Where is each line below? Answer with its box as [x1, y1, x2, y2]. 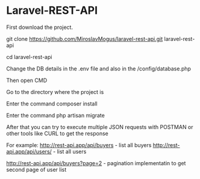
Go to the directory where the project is [6, 88, 104, 95]
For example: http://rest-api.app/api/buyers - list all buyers [6, 141, 152, 148]
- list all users [53, 148, 87, 155]
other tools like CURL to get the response [6, 130, 108, 137]
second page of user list [6, 166, 67, 173]
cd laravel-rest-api [6, 53, 52, 60]
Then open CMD [6, 77, 48, 84]
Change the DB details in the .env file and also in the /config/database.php [6, 64, 192, 72]
